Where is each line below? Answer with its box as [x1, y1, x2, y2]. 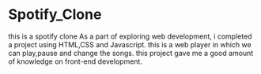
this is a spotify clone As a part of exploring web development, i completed [8, 31, 252, 41]
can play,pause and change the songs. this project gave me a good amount [8, 48, 254, 57]
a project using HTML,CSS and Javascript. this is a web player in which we [8, 39, 252, 49]
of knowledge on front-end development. [8, 57, 142, 66]
